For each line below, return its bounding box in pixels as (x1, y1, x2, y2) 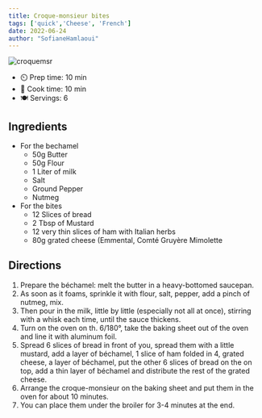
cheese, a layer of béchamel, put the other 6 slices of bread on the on (19, 357, 252, 367)
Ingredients (8, 119, 68, 133)
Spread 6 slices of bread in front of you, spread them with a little (19, 340, 235, 349)
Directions (8, 259, 62, 273)
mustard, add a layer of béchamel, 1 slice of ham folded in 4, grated (19, 349, 244, 358)
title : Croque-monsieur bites (8, 11, 110, 20)
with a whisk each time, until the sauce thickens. (19, 314, 181, 324)
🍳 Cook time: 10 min (19, 84, 87, 94)
